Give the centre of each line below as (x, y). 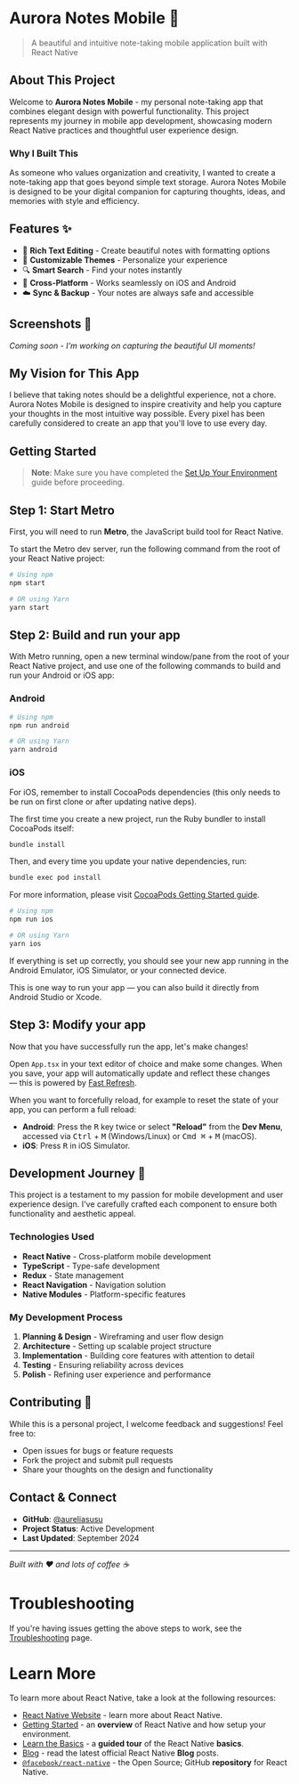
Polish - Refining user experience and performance (117, 1374)
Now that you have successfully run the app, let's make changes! (129, 1047)
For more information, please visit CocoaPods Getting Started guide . (134, 895)
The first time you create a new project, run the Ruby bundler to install (137, 819)
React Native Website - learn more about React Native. (122, 1715)
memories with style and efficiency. (74, 201)
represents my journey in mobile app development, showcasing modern (141, 120)
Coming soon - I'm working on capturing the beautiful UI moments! (132, 346)
